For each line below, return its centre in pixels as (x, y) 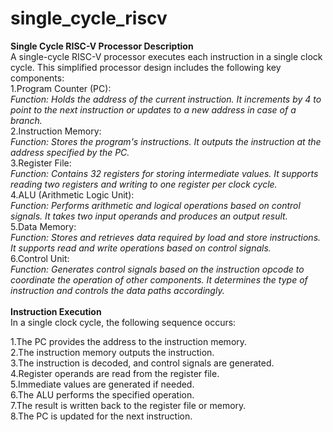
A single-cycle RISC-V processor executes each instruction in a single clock (166, 56)
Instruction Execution (56, 311)
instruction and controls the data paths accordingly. (117, 290)
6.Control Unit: (40, 258)
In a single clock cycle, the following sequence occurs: (123, 322)
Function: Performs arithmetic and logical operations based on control (155, 205)
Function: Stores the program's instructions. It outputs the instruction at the (166, 141)
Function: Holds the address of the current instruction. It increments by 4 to (166, 99)
